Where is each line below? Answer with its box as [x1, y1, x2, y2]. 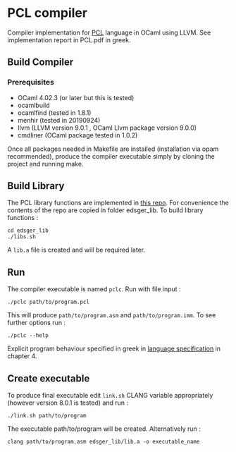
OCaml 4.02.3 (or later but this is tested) [17, 93, 135, 102]
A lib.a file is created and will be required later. [7, 245, 146, 255]
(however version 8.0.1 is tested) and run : [7, 398, 129, 407]
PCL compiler [7, 5, 88, 21]
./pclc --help [7, 332, 49, 339]
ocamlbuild [17, 101, 51, 109]
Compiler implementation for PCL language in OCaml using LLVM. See [7, 28, 211, 37]
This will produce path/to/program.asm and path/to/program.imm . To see [7, 311, 216, 319]
